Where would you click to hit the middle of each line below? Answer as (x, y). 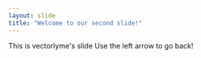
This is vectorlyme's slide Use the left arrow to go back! (101, 45)
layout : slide (32, 15)
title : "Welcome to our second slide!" (75, 23)
